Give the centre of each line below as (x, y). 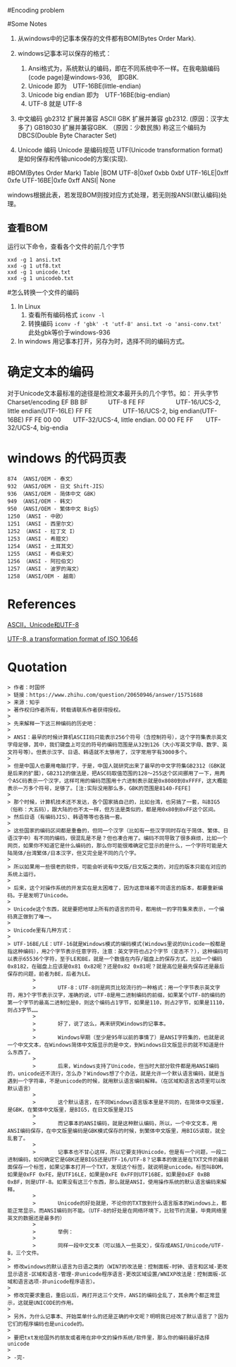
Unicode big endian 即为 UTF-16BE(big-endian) (99, 95)
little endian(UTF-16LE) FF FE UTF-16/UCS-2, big (93, 411)
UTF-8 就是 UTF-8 (55, 104)
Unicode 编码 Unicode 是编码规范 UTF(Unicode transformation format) (120, 150)
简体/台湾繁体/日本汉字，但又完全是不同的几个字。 (76, 853)
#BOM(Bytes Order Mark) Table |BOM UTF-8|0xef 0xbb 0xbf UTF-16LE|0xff (118, 173)
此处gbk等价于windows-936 (69, 332)
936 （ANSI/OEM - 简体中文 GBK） (53, 494)
